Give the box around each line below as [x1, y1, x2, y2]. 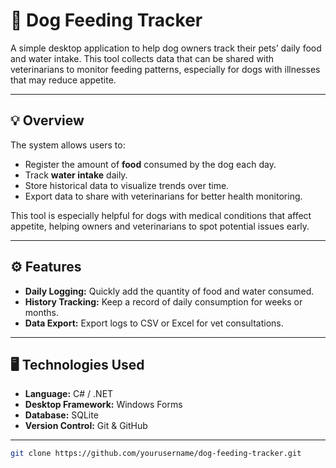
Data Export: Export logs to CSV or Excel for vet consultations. [24, 317, 284, 329]
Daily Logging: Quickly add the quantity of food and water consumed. [24, 285, 315, 297]
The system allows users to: [10, 139, 126, 151]
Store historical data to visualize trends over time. [24, 179, 230, 191]
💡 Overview [10, 112, 85, 129]
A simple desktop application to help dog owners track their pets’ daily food [10, 42, 322, 54]
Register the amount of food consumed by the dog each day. [24, 158, 277, 170]
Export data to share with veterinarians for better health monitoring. [24, 190, 303, 202]
